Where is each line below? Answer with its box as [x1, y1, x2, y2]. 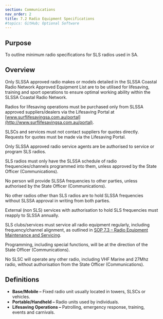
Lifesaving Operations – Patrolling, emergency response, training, [12, 304, 145, 310]
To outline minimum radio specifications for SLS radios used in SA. [5, 52, 139, 58]
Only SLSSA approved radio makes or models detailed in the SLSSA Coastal [5, 79, 157, 84]
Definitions [5, 276, 39, 284]
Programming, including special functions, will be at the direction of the [5, 241, 148, 247]
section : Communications [5, 7, 55, 12]
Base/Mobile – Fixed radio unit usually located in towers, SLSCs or [12, 288, 146, 294]
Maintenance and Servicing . [5, 232, 62, 238]
